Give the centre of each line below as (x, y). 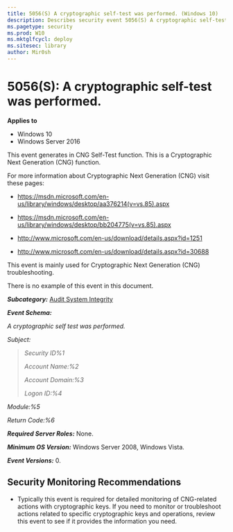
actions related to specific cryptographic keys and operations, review (116, 513)
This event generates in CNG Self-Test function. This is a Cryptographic (110, 155)
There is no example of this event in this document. (80, 286)
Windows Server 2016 (49, 141)
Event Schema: (29, 312)
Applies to (22, 120)
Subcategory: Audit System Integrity (60, 299)
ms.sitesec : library (37, 46)
